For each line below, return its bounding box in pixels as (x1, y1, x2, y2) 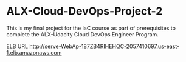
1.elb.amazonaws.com (6, 49, 62, 56)
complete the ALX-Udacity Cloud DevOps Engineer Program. (6, 30, 159, 38)
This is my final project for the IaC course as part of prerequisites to (6, 24, 176, 32)
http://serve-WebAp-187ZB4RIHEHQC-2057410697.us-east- (29, 43, 180, 50)
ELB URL (6, 43, 29, 50)
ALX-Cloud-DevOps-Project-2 (6, 4, 163, 18)
